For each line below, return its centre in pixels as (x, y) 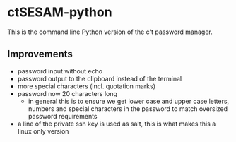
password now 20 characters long (67, 93)
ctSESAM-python (60, 12)
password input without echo (60, 71)
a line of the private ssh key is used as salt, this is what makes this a (117, 124)
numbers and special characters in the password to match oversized (128, 108)
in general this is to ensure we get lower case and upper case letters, (129, 101)
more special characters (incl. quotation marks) (87, 86)
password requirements (63, 116)
